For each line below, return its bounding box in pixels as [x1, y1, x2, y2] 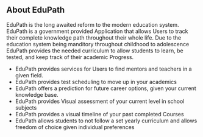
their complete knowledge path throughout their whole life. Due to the [6, 33, 182, 41]
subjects [15, 104, 37, 111]
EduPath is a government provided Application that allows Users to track [6, 27, 188, 35]
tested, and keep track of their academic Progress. [6, 53, 134, 60]
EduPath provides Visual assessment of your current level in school [15, 97, 185, 105]
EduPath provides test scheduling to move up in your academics [15, 78, 177, 85]
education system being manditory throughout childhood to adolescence [6, 40, 190, 47]
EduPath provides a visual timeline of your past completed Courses [15, 110, 184, 118]
